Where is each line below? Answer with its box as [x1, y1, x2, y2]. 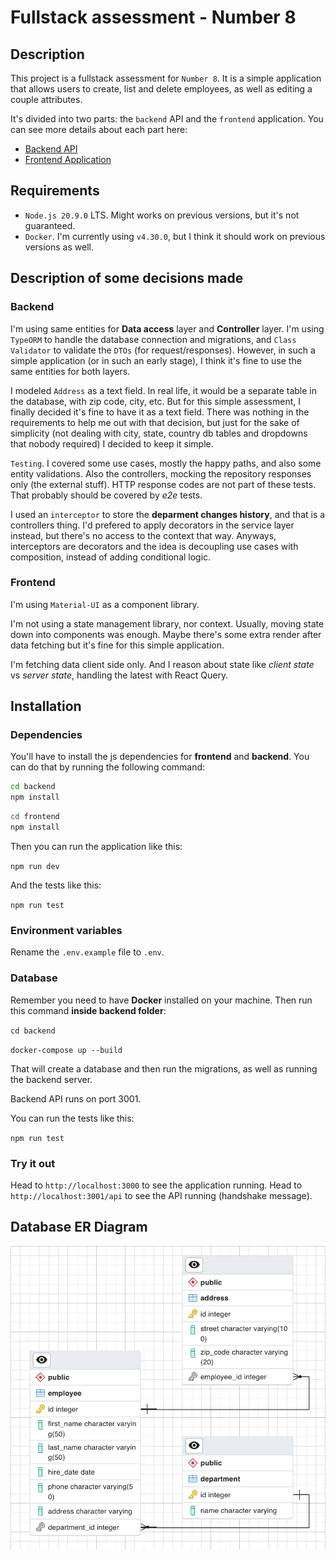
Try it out [10, 1156, 56, 1170]
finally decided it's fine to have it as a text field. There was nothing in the [10, 406, 310, 418]
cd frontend [10, 812, 60, 822]
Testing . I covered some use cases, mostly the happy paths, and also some [10, 457, 322, 469]
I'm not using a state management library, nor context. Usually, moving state [10, 617, 325, 630]
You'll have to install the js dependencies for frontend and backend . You [10, 751, 310, 763]
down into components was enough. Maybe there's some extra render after [10, 628, 322, 640]
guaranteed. [24, 219, 76, 231]
